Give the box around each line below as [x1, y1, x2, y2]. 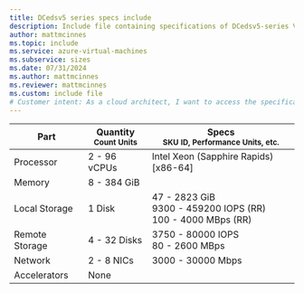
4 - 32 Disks [88, 234, 143, 247]
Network [14, 254, 52, 267]
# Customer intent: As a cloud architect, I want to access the [9, 97, 257, 107]
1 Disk [88, 203, 116, 215]
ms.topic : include [9, 38, 79, 48]
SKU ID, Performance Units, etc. [162, 137, 280, 147]
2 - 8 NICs [88, 254, 134, 267]
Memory [14, 176, 50, 189]
